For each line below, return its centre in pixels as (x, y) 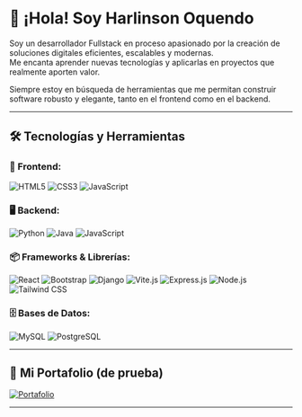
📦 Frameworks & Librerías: (70, 257)
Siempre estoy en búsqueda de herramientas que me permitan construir (143, 89)
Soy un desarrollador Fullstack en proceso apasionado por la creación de (145, 43)
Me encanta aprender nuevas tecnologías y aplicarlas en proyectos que (142, 62)
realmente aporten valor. (55, 72)
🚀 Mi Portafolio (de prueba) (86, 373)
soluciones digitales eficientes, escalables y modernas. (111, 52)
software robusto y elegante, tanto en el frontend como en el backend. (140, 99)
